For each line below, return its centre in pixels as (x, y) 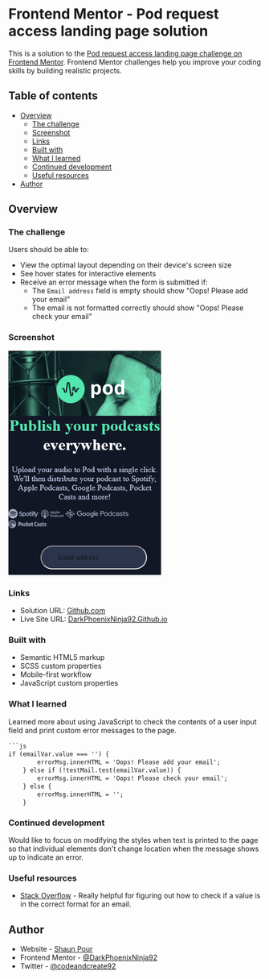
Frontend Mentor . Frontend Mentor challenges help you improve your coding (135, 62)
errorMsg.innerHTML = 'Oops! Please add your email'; (129, 762)
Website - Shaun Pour (56, 949)
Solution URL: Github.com (63, 611)
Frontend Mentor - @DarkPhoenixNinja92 (89, 958)
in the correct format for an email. (75, 904)
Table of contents (53, 96)
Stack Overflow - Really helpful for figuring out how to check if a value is (140, 896)
